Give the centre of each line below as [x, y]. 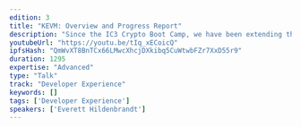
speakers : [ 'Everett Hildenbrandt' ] [77, 109]
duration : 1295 [38, 59]
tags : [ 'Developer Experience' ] [69, 101]
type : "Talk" [34, 76]
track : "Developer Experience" [68, 84]
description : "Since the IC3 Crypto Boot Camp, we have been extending [146, 34]
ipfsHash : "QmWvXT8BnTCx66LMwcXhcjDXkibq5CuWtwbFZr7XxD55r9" [126, 51]
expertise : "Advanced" [52, 68]
